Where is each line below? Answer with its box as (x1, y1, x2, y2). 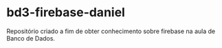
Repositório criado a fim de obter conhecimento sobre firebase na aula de (6, 27, 216, 35)
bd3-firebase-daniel (6, 5, 125, 20)
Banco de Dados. (6, 34, 56, 42)
